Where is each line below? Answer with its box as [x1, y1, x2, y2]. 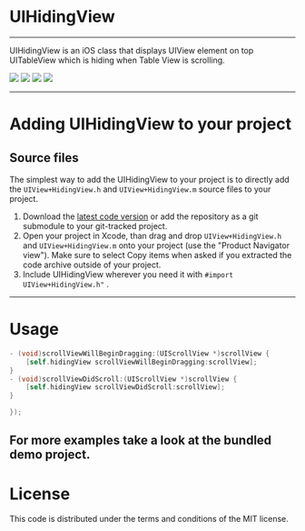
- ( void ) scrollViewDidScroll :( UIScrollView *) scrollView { [9, 375, 238, 384]
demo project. [9, 447, 91, 463]
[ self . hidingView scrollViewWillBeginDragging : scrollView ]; [25, 357, 258, 366]
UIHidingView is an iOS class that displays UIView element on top [9, 45, 254, 55]
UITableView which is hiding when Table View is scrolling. [9, 55, 225, 65]
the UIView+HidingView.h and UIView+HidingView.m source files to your [9, 184, 271, 195]
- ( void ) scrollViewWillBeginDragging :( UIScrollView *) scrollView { [9, 348, 271, 358]
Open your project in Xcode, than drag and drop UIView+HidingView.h [22, 230, 282, 241]
